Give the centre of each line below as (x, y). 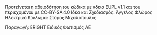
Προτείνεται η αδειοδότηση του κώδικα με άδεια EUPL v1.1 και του (73, 7)
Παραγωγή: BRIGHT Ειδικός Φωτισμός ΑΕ (48, 27)
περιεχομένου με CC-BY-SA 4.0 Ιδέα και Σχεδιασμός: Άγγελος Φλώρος (79, 12)
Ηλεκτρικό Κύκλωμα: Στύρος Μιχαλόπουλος (51, 17)
